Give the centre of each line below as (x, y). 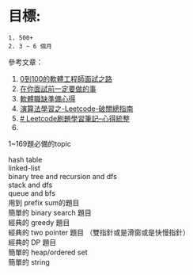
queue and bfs (32, 193)
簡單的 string (29, 262)
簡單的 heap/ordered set (48, 252)
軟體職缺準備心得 (47, 98)
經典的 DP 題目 (32, 242)
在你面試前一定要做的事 (58, 89)
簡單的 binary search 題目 (50, 212)
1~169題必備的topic (40, 143)
